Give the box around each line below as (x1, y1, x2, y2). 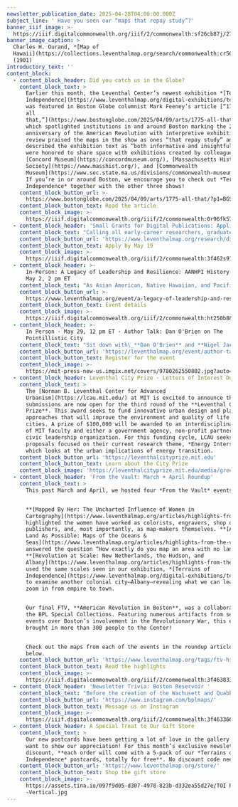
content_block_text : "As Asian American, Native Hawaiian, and (19, 282, 211, 289)
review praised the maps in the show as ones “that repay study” (25, 136, 223, 143)
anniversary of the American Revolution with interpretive (25, 130, 204, 137)
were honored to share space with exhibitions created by (25, 149, 201, 157)
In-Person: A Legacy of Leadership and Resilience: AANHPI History (25, 268, 230, 275)
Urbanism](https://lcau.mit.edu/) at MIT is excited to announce (25, 394, 223, 401)
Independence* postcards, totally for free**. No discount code (25, 756, 220, 763)
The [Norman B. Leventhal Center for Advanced (25, 387, 166, 395)
